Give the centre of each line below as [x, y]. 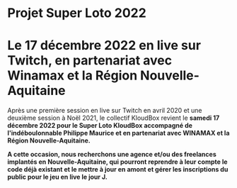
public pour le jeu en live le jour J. [57, 177]
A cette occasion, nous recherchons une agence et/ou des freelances [112, 155]
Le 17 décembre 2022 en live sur [104, 46]
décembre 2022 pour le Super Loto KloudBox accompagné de [100, 126]
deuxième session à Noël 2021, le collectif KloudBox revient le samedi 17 [114, 118]
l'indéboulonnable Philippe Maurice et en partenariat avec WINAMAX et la [118, 133]
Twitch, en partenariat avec [90, 61]
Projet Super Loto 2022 [77, 13]
